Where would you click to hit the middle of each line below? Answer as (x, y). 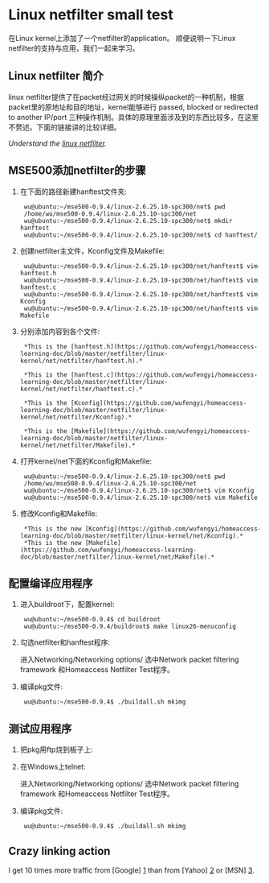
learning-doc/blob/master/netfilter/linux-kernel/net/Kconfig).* (131, 536)
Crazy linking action (59, 851)
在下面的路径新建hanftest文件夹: (73, 192)
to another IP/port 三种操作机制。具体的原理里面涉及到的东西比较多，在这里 (134, 117)
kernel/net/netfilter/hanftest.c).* (81, 389)
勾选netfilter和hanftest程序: (65, 642)
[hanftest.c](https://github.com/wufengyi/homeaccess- (165, 375)
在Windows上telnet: (53, 767)
